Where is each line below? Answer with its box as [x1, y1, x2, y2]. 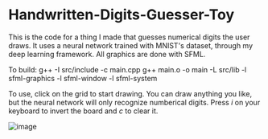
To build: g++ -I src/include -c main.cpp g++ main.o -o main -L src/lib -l [8, 64, 247, 74]
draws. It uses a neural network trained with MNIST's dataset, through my [8, 40, 254, 50]
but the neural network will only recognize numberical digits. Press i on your [8, 97, 261, 107]
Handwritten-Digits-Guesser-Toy [8, 6, 235, 24]
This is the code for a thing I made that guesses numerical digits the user [8, 32, 250, 42]
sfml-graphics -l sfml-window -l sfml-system [8, 73, 158, 83]
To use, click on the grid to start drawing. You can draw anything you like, [8, 88, 252, 98]
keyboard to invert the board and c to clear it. [8, 106, 159, 116]
